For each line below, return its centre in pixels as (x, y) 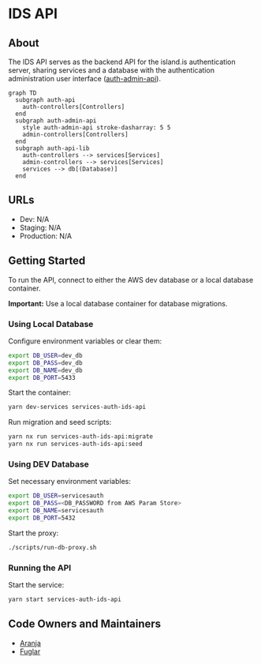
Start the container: (39, 392)
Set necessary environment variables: (70, 482)
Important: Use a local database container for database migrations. (118, 303)
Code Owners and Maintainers (85, 624)
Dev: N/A (34, 219)
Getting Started (47, 261)
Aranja (30, 643)
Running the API (40, 568)
